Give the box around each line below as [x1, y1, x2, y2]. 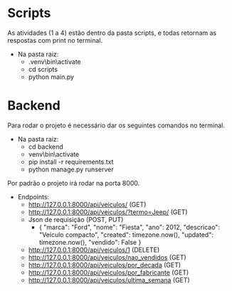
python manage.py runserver [28, 165, 114, 174]
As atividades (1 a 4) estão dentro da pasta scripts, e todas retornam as [7, 28, 217, 37]
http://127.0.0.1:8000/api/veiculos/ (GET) [28, 200, 147, 208]
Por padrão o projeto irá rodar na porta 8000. [7, 179, 140, 187]
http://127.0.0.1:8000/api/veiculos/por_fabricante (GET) [28, 268, 189, 277]
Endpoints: [17, 192, 50, 201]
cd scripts [28, 65, 58, 73]
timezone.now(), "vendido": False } [38, 238, 142, 246]
